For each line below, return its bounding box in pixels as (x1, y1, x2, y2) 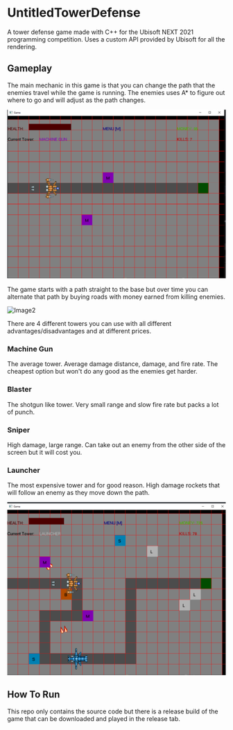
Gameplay (7, 62, 53, 74)
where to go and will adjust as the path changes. (7, 96, 146, 104)
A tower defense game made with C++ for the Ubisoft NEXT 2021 (7, 28, 194, 36)
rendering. (7, 42, 37, 51)
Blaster (7, 385, 33, 394)
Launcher (7, 465, 40, 475)
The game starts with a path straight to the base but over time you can (7, 286, 209, 294)
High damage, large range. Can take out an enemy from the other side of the (7, 440, 226, 449)
